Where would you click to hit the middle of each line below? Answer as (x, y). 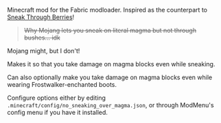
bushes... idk (42, 38)
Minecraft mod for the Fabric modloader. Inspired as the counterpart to (107, 10)
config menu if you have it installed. (58, 112)
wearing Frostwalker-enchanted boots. (62, 84)
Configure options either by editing (57, 98)
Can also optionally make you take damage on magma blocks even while (110, 77)
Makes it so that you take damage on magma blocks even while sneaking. (111, 64)
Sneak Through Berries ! (41, 17)
